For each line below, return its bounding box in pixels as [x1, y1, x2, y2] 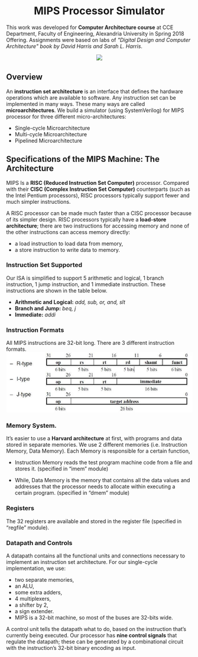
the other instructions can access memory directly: [6, 228, 131, 235]
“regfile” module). [6, 524, 49, 531]
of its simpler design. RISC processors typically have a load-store [6, 216, 167, 223]
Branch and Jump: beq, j [14, 305, 76, 312]
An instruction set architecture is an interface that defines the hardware [6, 88, 183, 95]
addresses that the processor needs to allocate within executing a [14, 483, 176, 490]
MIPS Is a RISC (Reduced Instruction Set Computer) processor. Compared [6, 179, 189, 186]
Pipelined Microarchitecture [14, 137, 83, 144]
